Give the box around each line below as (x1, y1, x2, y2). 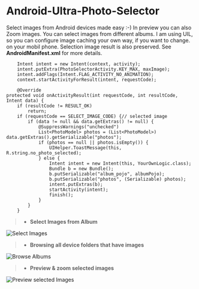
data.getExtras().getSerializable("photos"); (6, 134, 122, 140)
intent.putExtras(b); (49, 181, 103, 187)
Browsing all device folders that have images (29, 241, 144, 248)
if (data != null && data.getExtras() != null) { (28, 118, 154, 124)
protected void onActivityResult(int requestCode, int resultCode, (6, 92, 179, 98)
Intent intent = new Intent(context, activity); (17, 61, 141, 67)
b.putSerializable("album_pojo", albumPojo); (49, 171, 165, 177)
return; (28, 108, 47, 114)
